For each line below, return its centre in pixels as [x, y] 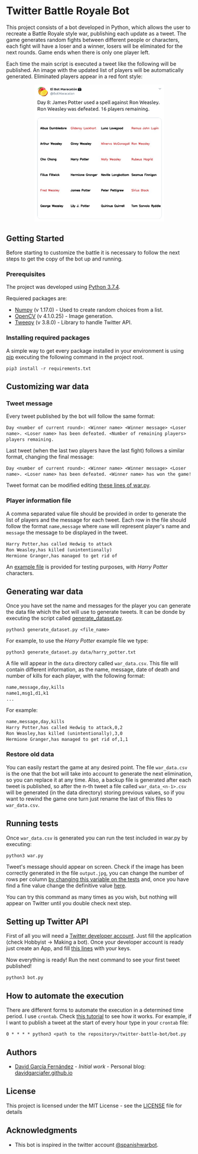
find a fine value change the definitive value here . [66, 885]
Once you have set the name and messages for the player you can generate [98, 606]
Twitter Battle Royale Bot [68, 11]
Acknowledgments [42, 1131]
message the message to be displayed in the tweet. [67, 532]
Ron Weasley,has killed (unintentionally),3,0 [64, 734]
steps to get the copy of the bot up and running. [64, 259]
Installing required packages [48, 338]
